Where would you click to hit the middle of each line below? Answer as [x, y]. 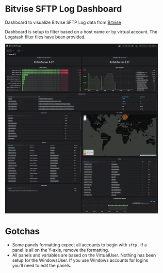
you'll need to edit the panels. [42, 266]
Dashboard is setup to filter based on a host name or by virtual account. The [81, 32]
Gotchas [23, 232]
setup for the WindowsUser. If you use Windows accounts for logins [80, 260]
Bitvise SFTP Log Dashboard [64, 9]
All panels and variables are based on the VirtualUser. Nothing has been [84, 255]
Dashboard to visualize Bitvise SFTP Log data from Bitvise [63, 22]
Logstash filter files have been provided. [45, 37]
